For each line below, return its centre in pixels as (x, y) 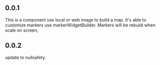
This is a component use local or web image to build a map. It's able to (76, 20)
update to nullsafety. (26, 57)
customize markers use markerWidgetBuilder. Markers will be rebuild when (80, 25)
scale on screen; (22, 30)
